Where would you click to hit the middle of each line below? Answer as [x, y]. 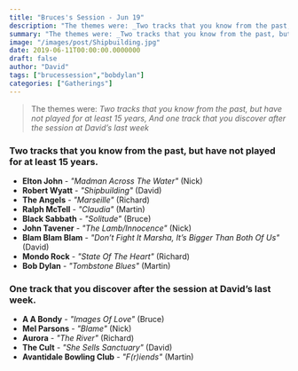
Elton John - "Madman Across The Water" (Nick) [112, 181]
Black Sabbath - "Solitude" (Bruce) [86, 218]
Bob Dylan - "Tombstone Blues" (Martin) [96, 265]
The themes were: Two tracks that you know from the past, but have [156, 108]
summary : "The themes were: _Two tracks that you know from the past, [142, 34]
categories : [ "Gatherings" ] [61, 83]
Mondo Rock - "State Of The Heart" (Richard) [106, 256]
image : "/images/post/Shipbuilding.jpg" [85, 42]
